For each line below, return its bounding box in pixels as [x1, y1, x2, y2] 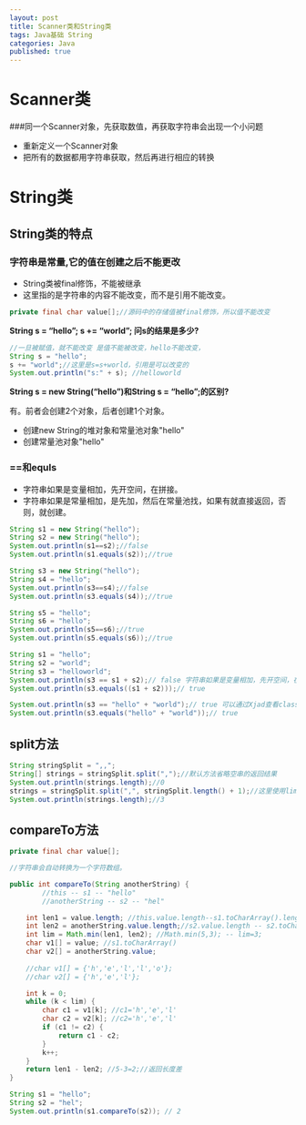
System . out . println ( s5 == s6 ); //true [9, 625, 145, 634]
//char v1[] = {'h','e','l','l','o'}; [25, 964, 173, 973]
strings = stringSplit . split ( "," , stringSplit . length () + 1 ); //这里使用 [9, 786, 286, 796]
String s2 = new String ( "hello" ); [9, 533, 141, 542]
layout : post [9, 13, 59, 23]
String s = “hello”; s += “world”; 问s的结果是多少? [9, 325, 199, 336]
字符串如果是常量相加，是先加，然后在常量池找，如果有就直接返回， [22, 495, 279, 506]
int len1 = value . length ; [25, 913, 125, 922]
